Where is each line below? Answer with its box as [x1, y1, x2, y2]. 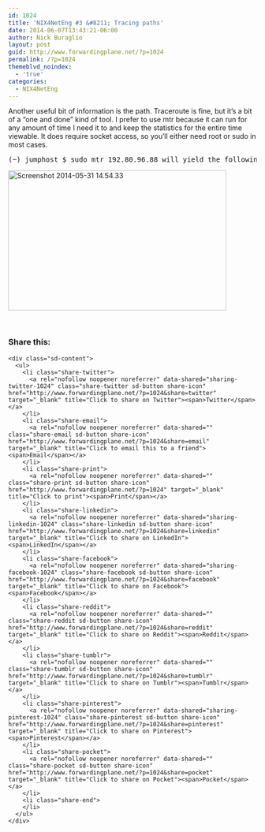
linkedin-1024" [8, 520, 58, 528]
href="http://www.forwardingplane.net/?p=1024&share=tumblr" [8, 672, 214, 680]
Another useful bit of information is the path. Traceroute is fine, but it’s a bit [8, 106, 252, 116]
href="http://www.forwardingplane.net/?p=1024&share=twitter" [8, 389, 217, 397]
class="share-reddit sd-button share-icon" [8, 617, 154, 625]
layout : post [8, 41, 51, 49]
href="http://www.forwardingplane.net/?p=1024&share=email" [8, 437, 211, 446]
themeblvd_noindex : [8, 63, 73, 71]
